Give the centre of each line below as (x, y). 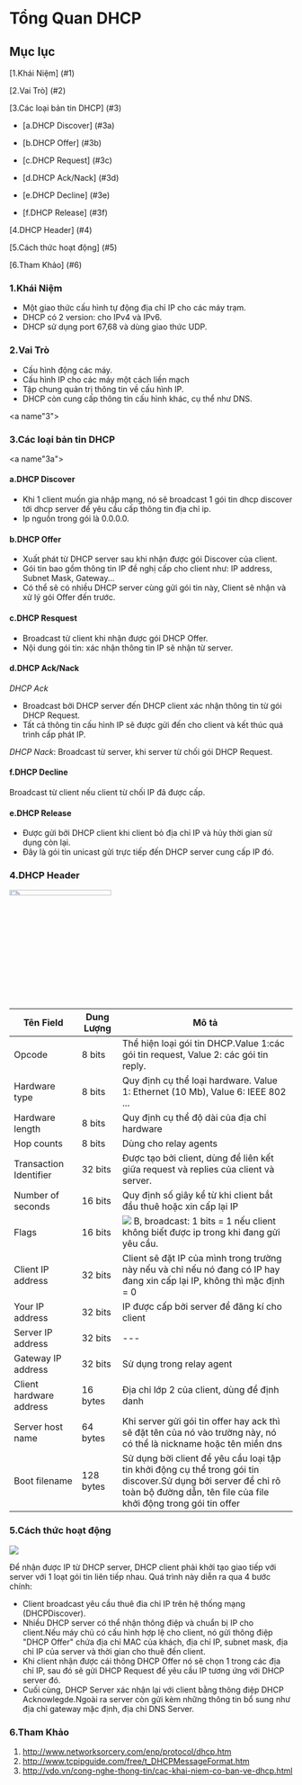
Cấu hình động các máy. (67, 370)
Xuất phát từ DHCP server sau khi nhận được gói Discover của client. (150, 559)
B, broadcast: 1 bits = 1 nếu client (204, 1221)
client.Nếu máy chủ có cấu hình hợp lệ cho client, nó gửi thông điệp (147, 1632)
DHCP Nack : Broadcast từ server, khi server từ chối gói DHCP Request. (141, 751)
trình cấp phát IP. (54, 734)
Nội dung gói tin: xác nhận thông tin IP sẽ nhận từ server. (128, 648)
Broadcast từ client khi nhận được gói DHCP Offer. (115, 638)
